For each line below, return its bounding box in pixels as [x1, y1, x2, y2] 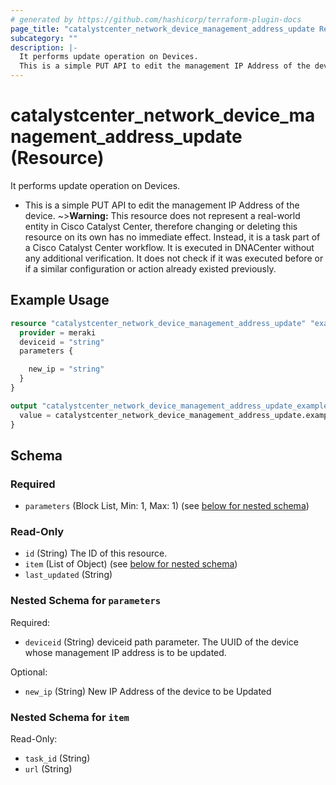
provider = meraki [19, 327, 97, 338]
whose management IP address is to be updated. [24, 646, 227, 658]
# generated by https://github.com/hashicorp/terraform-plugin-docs [10, 14, 302, 25]
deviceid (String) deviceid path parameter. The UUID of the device [24, 636, 300, 648]
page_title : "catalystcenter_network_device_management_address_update [10, 24, 315, 34]
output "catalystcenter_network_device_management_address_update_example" [10, 401, 333, 411]
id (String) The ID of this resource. [24, 547, 168, 560]
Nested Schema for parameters [10, 594, 162, 608]
